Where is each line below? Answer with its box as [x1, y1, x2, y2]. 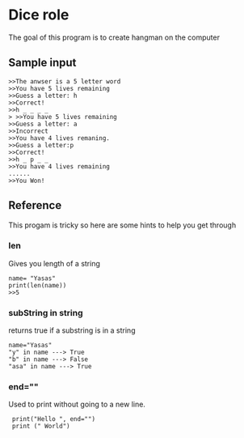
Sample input [8, 56, 77, 70]
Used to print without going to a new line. [8, 399, 145, 410]
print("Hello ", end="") [11, 415, 95, 423]
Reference [8, 198, 62, 212]
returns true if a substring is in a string [8, 325, 136, 335]
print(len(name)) [8, 281, 67, 289]
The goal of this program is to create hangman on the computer [8, 32, 221, 42]
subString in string [8, 307, 83, 318]
